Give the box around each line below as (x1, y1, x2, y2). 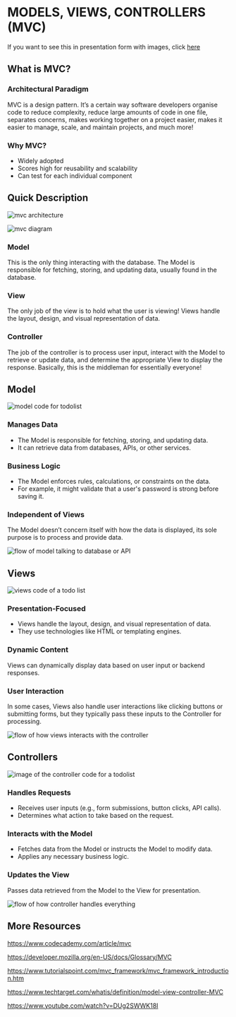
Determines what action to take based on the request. (17, 811, 174, 820)
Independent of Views (7, 509, 85, 519)
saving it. (17, 492, 44, 501)
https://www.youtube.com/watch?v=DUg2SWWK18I (7, 1001, 159, 1010)
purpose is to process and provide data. (7, 533, 123, 542)
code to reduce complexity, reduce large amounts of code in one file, (7, 107, 208, 117)
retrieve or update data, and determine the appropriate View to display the (7, 355, 223, 364)
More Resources (7, 920, 81, 932)
